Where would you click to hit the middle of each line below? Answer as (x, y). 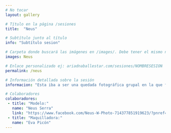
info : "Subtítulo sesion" (33, 43)
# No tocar (17, 10)
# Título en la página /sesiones (41, 24)
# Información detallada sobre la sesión (50, 80)
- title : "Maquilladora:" (35, 118)
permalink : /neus (24, 71)
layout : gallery (22, 15)
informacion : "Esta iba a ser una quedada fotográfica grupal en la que (84, 85)
